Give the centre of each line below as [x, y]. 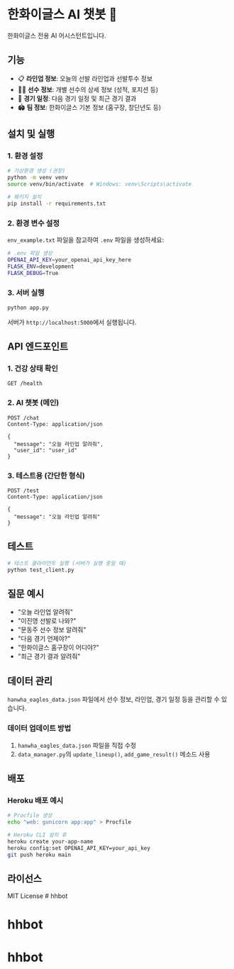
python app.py [28, 308]
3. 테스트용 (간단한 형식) [46, 476]
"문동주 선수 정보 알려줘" [52, 630]
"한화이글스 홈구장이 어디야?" [58, 648]
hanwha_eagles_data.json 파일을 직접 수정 [77, 745]
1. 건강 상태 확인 [33, 369]
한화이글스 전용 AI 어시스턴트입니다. [57, 35]
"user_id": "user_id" [46, 450]
